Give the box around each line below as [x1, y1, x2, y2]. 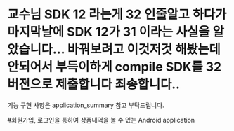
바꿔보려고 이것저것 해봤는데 [67, 41, 221, 57]
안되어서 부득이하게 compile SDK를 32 [7, 59, 222, 75]
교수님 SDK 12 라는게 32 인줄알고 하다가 [7, 6, 227, 22]
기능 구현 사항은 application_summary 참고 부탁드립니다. [7, 101, 165, 109]
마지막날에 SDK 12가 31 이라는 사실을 [7, 24, 210, 40]
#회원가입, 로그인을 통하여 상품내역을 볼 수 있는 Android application [7, 116, 195, 124]
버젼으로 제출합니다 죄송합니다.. [7, 76, 181, 92]
